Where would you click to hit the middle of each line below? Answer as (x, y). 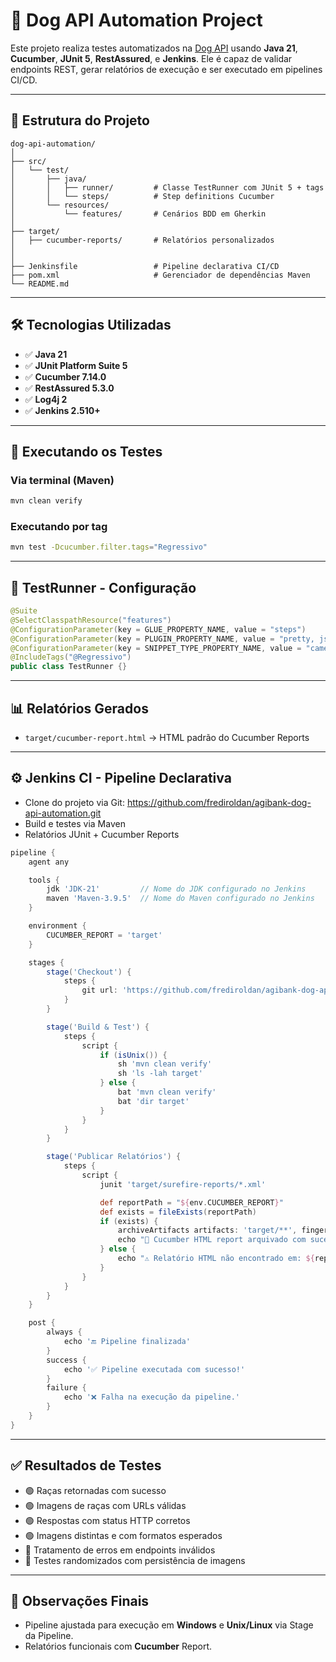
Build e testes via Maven (75, 823)
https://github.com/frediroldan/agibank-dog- (219, 802)
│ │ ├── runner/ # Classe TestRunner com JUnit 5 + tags (167, 187)
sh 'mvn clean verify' (165, 1064)
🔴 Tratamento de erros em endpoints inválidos (120, 1550)
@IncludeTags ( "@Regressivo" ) (71, 657)
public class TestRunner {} (69, 667)
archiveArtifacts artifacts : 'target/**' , (207, 1230)
